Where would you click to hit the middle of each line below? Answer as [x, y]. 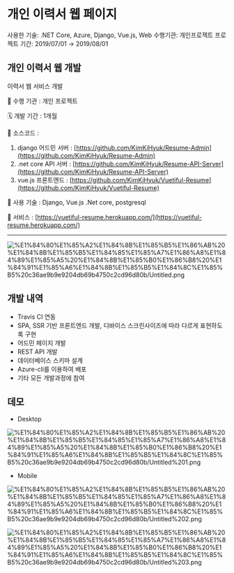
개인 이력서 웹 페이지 [62, 14]
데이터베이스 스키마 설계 [50, 360]
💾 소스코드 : [23, 133]
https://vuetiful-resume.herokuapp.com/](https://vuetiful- [120, 217]
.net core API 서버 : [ [46, 164]
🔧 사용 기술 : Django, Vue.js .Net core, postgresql [77, 202]
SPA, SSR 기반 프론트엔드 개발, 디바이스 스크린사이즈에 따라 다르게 [108, 325]
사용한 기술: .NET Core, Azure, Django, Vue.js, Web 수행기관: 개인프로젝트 [110, 35]
